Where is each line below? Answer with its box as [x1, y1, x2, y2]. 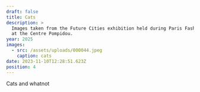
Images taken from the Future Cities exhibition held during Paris [11, 25, 183, 31]
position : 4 [6, 64, 36, 70]
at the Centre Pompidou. [11, 31, 73, 37]
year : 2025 [6, 36, 33, 42]
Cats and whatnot [6, 80, 49, 87]
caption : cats [17, 53, 52, 59]
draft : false [6, 8, 39, 15]
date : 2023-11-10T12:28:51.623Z [6, 58, 86, 64]
